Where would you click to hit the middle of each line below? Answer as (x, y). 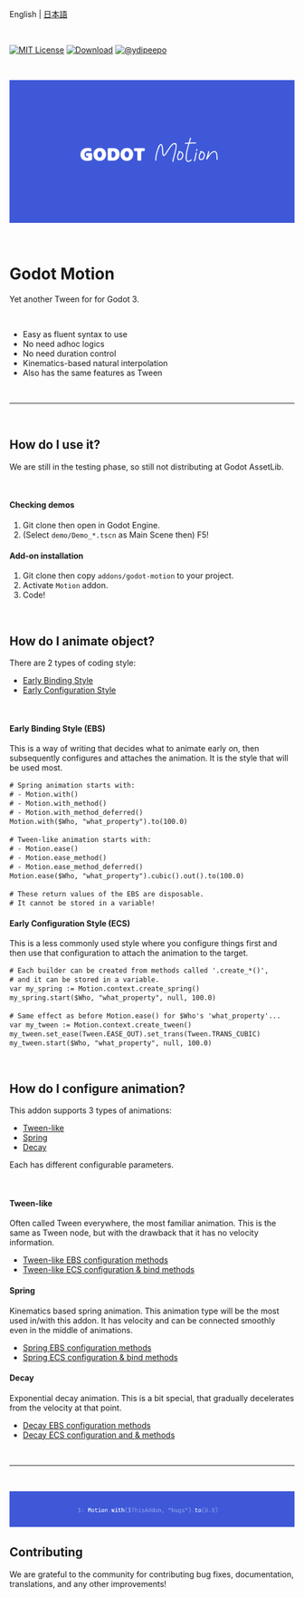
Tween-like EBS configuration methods (95, 1260)
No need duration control (69, 353)
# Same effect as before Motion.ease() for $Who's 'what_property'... (145, 1016)
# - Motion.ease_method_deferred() (76, 867)
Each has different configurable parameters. (92, 1165)
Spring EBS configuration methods (87, 1347)
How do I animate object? (82, 641)
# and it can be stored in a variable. (85, 980)
